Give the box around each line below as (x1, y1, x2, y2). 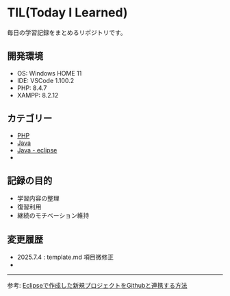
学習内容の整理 (16, 194, 60, 203)
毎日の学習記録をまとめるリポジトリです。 (7, 28, 127, 36)
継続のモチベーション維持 (16, 212, 90, 220)
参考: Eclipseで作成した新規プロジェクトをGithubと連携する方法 (7, 282, 188, 290)
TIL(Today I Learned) (7, 5, 128, 21)
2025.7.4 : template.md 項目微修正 (16, 253, 114, 262)
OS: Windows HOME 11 (16, 69, 82, 77)
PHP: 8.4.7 (16, 84, 47, 92)
